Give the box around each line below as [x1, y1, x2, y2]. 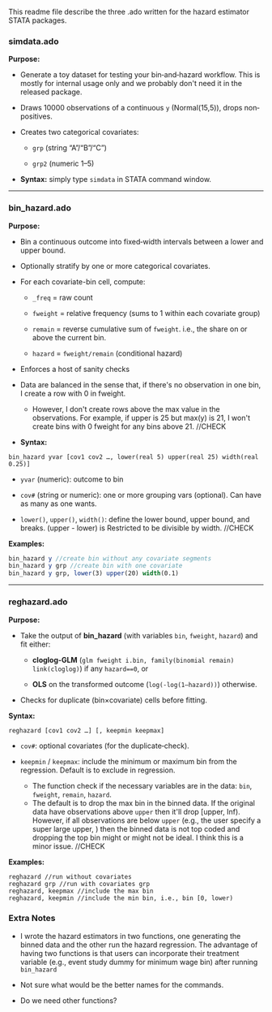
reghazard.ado [8, 596, 68, 608]
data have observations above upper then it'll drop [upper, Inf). [32, 807, 240, 816]
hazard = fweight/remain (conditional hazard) [32, 348, 183, 358]
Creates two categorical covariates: [19, 128, 139, 137]
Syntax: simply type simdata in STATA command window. [19, 175, 212, 184]
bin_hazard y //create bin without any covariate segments [8, 554, 212, 563]
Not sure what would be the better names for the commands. [19, 980, 224, 989]
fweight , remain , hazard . [32, 789, 112, 799]
